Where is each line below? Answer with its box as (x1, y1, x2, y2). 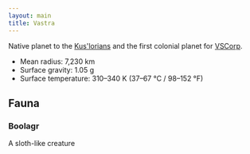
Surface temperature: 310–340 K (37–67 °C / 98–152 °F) (19, 73, 204, 83)
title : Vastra (8, 19, 56, 27)
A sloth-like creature (8, 139, 76, 148)
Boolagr (8, 120, 40, 132)
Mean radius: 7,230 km (19, 57, 96, 66)
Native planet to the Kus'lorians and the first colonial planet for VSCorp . (8, 41, 243, 50)
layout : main (8, 11, 52, 20)
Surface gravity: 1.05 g (19, 65, 94, 74)
